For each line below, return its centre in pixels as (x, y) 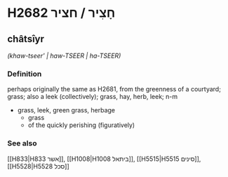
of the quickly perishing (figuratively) (81, 125)
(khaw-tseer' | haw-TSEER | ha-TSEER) (64, 55)
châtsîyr (26, 39)
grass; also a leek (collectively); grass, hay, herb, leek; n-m (93, 97)
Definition (25, 74)
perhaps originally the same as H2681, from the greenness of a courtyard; (114, 89)
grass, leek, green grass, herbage (66, 110)
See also (22, 143)
